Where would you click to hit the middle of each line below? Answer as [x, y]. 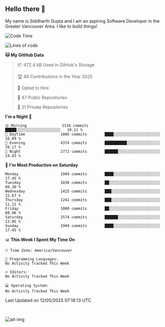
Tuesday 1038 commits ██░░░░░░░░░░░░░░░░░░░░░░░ [83, 182]
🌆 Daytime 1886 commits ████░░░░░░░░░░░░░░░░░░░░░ [83, 134]
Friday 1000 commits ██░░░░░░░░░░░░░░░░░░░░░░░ [83, 208]
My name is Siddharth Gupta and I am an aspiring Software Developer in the [82, 21]
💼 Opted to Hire [33, 88]
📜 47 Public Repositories [42, 97]
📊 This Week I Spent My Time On [40, 239]
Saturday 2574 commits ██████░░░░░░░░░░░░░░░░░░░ [83, 217]
